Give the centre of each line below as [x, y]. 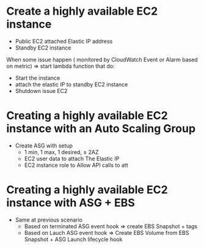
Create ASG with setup [44, 146]
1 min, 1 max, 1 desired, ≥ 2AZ [61, 152]
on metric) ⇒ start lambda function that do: [60, 66]
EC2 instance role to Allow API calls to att [76, 165]
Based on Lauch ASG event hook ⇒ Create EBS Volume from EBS [107, 232]
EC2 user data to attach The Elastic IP [72, 158]
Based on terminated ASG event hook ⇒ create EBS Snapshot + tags [111, 226]
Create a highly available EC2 [82, 11]
